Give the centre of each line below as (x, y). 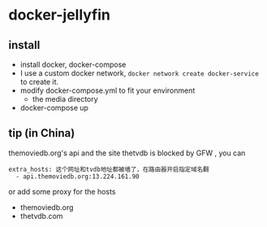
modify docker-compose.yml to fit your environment (108, 90)
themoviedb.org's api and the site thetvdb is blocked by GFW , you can (127, 153)
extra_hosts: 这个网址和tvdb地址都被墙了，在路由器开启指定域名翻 (109, 169)
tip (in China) (42, 133)
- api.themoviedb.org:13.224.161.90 (78, 177)
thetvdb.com (41, 216)
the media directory (65, 99)
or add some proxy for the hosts (62, 191)
